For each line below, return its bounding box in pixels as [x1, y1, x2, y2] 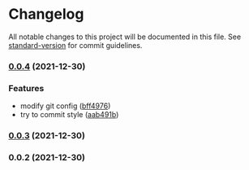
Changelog [8, 5, 84, 24]
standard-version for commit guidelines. [8, 40, 143, 50]
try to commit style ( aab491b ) [19, 110, 119, 120]
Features [8, 82, 45, 94]
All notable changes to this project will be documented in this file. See [8, 32, 242, 41]
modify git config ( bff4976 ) [19, 101, 111, 111]
